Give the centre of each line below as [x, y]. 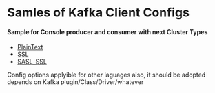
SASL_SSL [32, 62]
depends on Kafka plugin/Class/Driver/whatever [75, 82]
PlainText [30, 47]
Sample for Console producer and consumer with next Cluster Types [107, 31]
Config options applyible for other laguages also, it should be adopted [106, 75]
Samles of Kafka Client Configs [98, 13]
